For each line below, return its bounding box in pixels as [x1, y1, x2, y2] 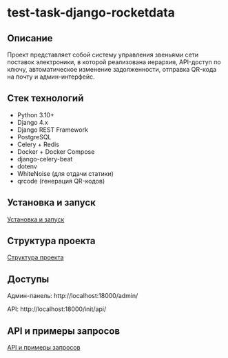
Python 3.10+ [17, 110, 55, 119]
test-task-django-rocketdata [7, 5, 176, 21]
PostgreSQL [17, 132, 52, 141]
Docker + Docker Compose [17, 147, 95, 156]
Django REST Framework [17, 126, 88, 134]
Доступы [7, 273, 50, 285]
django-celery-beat [17, 155, 73, 163]
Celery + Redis [17, 140, 60, 148]
